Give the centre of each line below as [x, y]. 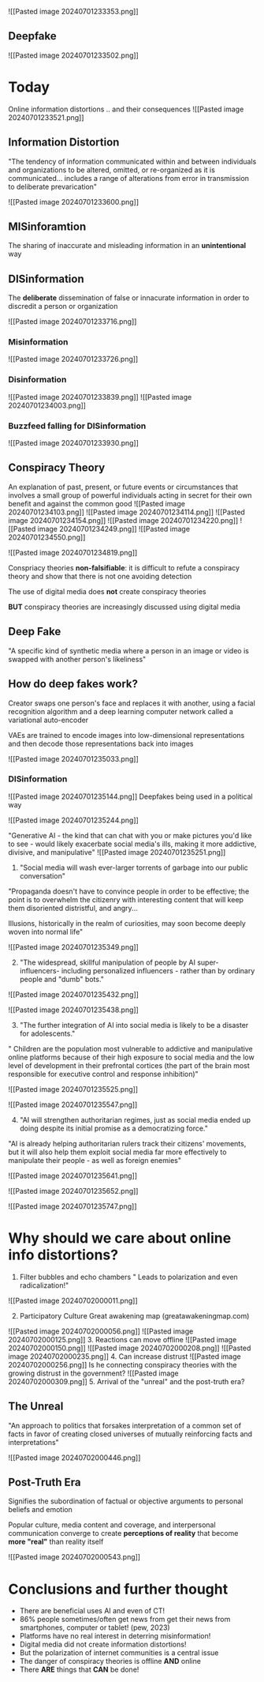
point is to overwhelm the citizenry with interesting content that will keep [126, 899]
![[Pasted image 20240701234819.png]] [73, 552]
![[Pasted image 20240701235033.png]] [74, 758]
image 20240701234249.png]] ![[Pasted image [114, 529]
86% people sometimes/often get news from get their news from [125, 1620]
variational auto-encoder [48, 720]
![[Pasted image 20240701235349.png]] [74, 946]
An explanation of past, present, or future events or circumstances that [123, 487]
